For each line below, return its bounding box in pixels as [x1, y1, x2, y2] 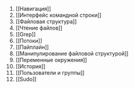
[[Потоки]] [15, 37, 43, 44]
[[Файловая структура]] [15, 18, 77, 25]
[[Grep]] [15, 31, 36, 38]
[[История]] [15, 63, 46, 70]
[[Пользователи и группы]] [15, 69, 85, 76]
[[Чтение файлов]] [15, 24, 62, 31]
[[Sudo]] [15, 75, 37, 83]
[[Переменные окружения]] [15, 57, 87, 63]
